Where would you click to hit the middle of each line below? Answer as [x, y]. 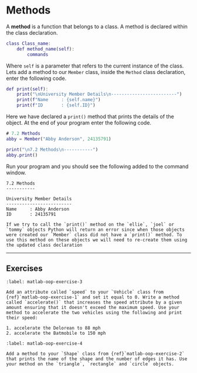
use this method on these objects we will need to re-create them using [97, 240]
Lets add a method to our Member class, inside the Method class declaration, [96, 72]
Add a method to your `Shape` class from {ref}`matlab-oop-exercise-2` [95, 354]
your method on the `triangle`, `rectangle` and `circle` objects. [90, 364]
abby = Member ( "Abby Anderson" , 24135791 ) [59, 139]
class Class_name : [28, 43]
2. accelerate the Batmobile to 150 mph [56, 333]
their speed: [22, 318]
